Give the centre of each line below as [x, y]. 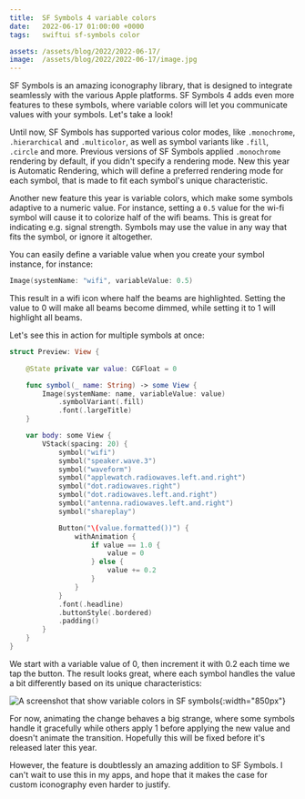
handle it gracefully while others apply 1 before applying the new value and [150, 728]
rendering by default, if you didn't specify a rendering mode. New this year [150, 161]
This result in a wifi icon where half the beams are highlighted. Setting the [147, 298]
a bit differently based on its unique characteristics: [106, 683]
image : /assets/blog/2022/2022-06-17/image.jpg [103, 60]
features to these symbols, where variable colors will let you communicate [149, 105]
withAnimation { [105, 536]
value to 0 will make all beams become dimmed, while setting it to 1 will [142, 308]
